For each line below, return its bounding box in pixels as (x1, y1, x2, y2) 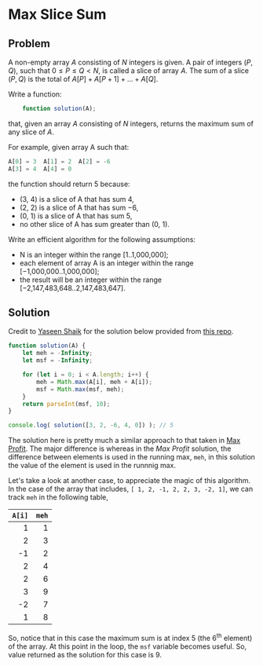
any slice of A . (8, 127, 55, 137)
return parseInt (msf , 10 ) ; (22, 400, 111, 408)
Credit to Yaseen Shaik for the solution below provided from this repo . (8, 327, 234, 336)
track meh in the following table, (8, 492, 108, 502)
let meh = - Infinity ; (22, 349, 93, 357)
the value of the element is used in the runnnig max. (8, 461, 177, 470)
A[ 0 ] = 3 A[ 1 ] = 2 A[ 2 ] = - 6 (8, 157, 111, 166)
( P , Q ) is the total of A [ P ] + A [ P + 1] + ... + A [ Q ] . (8, 75, 159, 83)
